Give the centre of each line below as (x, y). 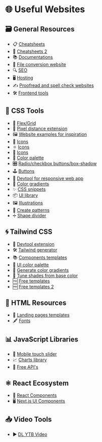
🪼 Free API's (25, 367)
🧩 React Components (35, 395)
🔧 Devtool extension (33, 244)
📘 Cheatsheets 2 (30, 51)
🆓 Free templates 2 (33, 287)
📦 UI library (25, 195)
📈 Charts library (30, 360)
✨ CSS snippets (29, 189)
